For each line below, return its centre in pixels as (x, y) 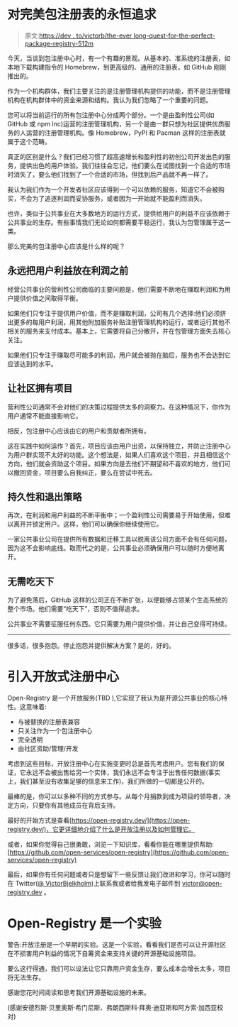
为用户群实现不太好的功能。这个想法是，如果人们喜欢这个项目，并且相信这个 (119, 454)
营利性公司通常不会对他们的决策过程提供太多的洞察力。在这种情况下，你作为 (119, 407)
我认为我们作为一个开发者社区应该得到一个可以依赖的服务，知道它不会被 (113, 190)
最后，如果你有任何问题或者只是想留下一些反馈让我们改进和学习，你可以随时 (119, 874)
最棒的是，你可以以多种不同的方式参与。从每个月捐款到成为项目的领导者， (116, 796)
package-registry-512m (59, 43)
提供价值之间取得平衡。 (47, 298)
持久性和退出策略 (45, 496)
